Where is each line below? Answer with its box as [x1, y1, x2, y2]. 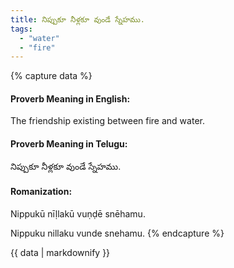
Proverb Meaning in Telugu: [10, 138, 128, 150]
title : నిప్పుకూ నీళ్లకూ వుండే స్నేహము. [10, 14, 145, 25]
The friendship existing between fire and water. [10, 115, 205, 127]
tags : [10, 24, 33, 34]
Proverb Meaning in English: [10, 92, 131, 105]
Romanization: [10, 186, 73, 198]
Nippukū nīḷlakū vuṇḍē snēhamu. [10, 207, 146, 220]
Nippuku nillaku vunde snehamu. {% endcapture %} [10, 227, 225, 239]
